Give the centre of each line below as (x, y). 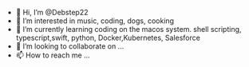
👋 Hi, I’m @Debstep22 (52, 12)
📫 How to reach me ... (53, 55)
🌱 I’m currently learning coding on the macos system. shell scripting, (128, 29)
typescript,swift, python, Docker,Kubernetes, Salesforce (108, 37)
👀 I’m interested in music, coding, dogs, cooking (95, 21)
